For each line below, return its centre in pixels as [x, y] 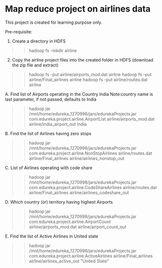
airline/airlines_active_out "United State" [69, 261]
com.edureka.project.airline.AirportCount [70, 221]
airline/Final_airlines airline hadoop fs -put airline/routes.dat [88, 79]
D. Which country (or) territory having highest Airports [59, 202]
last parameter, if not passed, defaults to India [51, 99]
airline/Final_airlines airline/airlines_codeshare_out [79, 192]
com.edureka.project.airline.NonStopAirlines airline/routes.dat [90, 153]
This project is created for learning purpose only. [54, 22]
